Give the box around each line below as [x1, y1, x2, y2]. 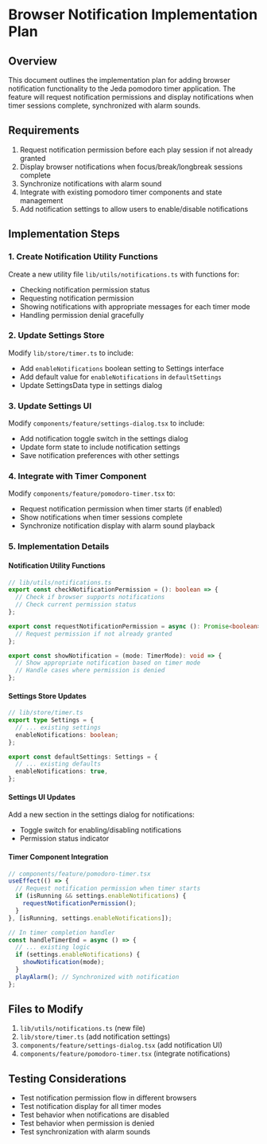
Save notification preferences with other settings [19, 451, 180, 460]
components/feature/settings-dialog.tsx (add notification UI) [19, 1040, 222, 1050]
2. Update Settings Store [8, 330, 105, 341]
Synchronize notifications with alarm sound [19, 178, 162, 188]
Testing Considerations [8, 1072, 127, 1085]
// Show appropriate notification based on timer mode [15, 659, 201, 667]
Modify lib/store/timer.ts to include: [8, 348, 133, 358]
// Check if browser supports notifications [15, 594, 165, 601]
